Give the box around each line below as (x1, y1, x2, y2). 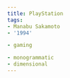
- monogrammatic (7, 55, 54, 61)
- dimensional (7, 61, 49, 68)
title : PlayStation (7, 10, 64, 17)
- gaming (7, 42, 33, 49)
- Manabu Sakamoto (7, 23, 60, 30)
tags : (7, 17, 23, 23)
